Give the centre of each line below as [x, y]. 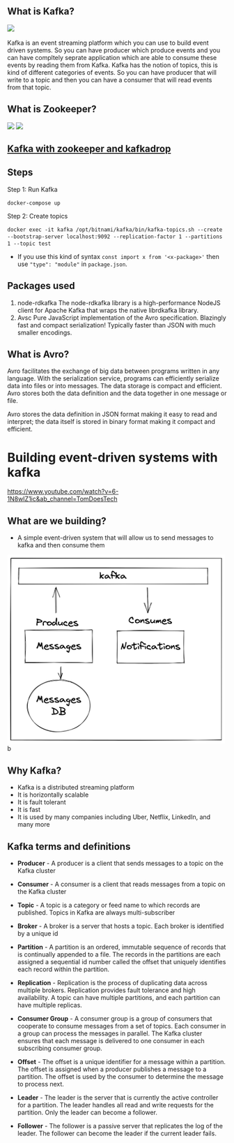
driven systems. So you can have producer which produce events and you [114, 50]
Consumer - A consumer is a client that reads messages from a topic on [121, 884]
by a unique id [38, 933]
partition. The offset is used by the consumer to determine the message [120, 1076]
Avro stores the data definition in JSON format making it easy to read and [112, 414]
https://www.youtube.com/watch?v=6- [63, 492]
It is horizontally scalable [53, 795]
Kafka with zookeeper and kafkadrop [89, 149]
